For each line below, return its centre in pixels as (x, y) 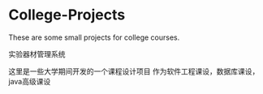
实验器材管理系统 (37, 53)
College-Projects (67, 15)
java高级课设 (30, 81)
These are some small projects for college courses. (94, 37)
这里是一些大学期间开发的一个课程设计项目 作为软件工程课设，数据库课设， (134, 71)
